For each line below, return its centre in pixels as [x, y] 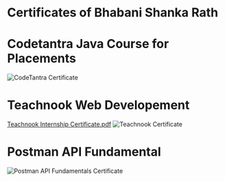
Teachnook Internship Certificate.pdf [59, 124]
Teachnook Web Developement [98, 105]
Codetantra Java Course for [88, 44]
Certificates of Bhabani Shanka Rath [113, 13]
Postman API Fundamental [84, 152]
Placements [42, 59]
